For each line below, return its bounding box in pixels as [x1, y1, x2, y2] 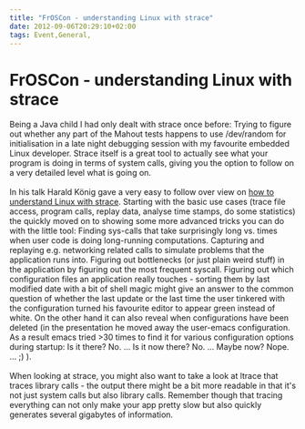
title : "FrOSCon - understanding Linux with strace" [9, 13, 214, 23]
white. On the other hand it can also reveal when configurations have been [9, 312, 290, 323]
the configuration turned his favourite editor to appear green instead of [9, 302, 276, 314]
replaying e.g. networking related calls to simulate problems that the [9, 245, 265, 256]
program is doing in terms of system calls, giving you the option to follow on [9, 158, 294, 169]
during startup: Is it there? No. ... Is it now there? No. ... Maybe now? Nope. [9, 342, 290, 352]
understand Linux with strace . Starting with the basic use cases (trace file [9, 197, 286, 208]
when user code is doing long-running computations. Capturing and [9, 235, 265, 246]
